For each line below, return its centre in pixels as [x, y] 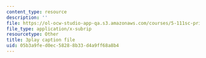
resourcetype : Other [33, 34]
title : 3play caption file [41, 40]
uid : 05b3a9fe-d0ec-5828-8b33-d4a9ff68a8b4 [63, 46]
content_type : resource [37, 12]
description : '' [27, 18]
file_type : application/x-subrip [49, 29]
